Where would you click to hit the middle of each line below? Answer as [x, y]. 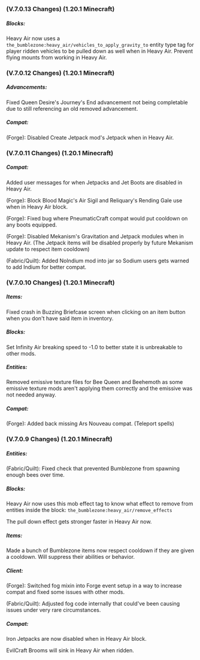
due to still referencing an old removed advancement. [72, 108]
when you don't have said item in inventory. [60, 318]
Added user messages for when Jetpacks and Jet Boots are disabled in [94, 182]
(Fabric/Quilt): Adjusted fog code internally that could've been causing [93, 604]
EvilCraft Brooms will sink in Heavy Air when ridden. [70, 650]
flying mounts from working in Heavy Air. [57, 57]
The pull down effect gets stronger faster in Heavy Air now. [79, 522]
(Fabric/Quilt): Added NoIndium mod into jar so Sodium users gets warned [98, 261]
